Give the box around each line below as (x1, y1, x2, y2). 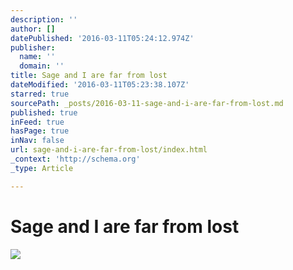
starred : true (10, 89, 70, 99)
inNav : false (10, 136, 65, 146)
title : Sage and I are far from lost (10, 71, 168, 81)
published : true (10, 107, 78, 118)
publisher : (10, 42, 56, 53)
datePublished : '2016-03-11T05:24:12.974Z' (10, 33, 195, 43)
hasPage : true (10, 126, 70, 136)
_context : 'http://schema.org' (10, 154, 141, 164)
